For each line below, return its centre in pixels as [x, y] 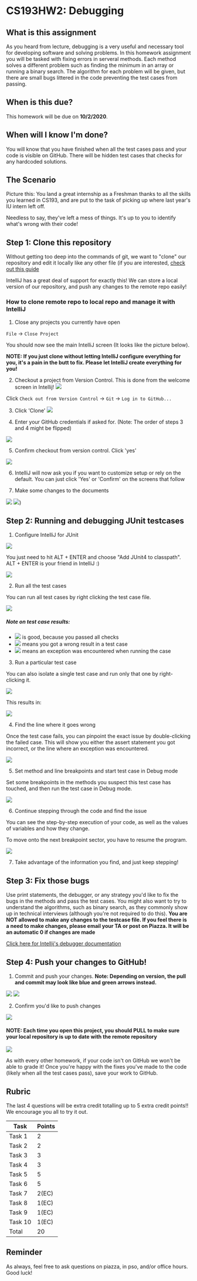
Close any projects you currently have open [67, 322]
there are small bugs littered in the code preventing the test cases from [92, 78]
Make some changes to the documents [62, 490]
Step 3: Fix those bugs [48, 881]
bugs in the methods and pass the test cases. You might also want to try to [96, 901]
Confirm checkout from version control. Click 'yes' [75, 450]
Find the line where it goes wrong [55, 725]
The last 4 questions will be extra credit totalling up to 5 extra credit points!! [97, 1105]
